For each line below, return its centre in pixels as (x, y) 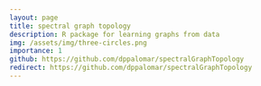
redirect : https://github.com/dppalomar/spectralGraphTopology (131, 68)
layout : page (34, 17)
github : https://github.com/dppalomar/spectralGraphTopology (127, 59)
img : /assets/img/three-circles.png (78, 43)
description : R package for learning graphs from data (115, 34)
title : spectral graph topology (70, 26)
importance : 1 (36, 51)
